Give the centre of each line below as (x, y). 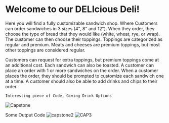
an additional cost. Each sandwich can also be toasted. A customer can (80, 65)
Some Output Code (25, 115)
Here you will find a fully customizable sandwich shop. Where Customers (81, 23)
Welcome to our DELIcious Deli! (73, 9)
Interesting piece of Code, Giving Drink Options (59, 96)
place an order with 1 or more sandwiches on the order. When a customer (82, 70)
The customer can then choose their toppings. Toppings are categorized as (84, 39)
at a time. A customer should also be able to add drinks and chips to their (81, 81)
